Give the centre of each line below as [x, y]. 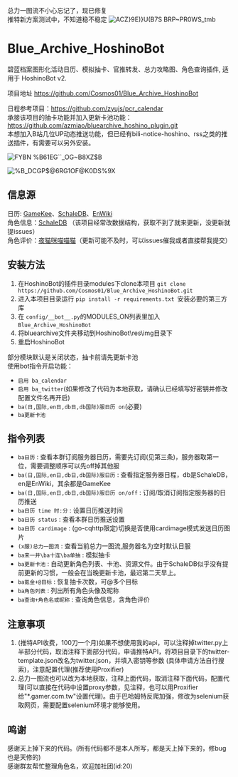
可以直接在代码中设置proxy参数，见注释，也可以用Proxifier [112, 687]
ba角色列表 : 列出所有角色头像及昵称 [68, 591]
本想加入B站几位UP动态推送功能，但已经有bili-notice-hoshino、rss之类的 [114, 133]
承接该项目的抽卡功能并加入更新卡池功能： [70, 117]
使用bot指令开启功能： [40, 366]
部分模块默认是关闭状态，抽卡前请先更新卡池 [73, 357]
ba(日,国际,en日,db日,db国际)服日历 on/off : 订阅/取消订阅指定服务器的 [119, 493]
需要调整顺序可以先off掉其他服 [75, 466]
